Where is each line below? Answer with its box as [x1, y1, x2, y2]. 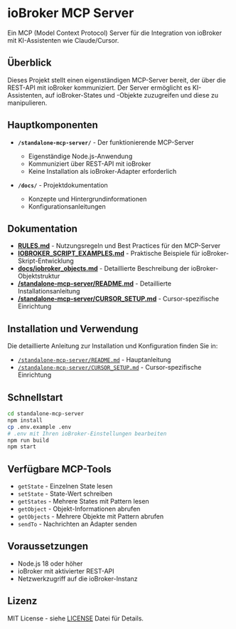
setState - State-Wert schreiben [17, 489, 112, 498]
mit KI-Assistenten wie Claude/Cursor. [7, 36, 119, 44]
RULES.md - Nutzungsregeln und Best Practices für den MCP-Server [17, 241, 221, 250]
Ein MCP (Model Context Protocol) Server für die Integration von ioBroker [7, 28, 222, 37]
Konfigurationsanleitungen [28, 202, 106, 211]
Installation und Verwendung [7, 323, 139, 335]
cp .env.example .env [7, 423, 72, 430]
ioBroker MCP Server [7, 5, 134, 21]
